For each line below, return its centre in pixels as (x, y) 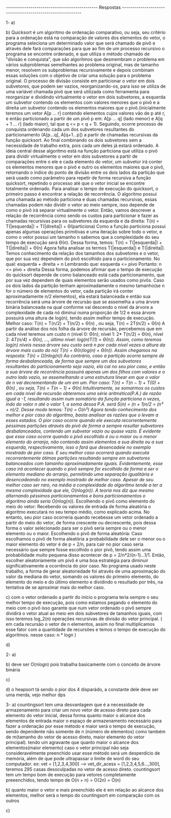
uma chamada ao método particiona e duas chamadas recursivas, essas (81, 199)
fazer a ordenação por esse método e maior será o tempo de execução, (81, 726)
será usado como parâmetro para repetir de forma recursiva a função (78, 178)
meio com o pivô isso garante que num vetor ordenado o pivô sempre (79, 608)
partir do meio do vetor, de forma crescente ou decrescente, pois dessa (81, 523)
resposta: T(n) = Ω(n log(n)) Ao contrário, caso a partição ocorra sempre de (85, 355)
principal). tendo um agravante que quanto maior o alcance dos (72, 742)
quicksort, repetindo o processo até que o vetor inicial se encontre (75, 183)
